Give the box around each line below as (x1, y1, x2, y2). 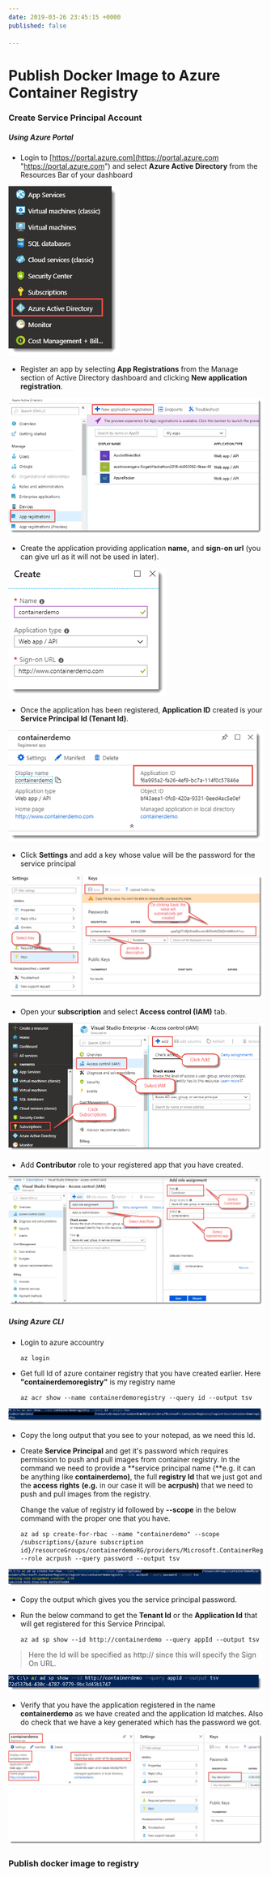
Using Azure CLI (8, 1317, 65, 1327)
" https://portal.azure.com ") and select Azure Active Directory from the (19, 161, 258, 171)
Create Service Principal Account (8, 112, 142, 123)
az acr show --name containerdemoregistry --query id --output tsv (19, 1393, 252, 1401)
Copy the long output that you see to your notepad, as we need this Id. (19, 1430, 256, 1440)
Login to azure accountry (19, 1337, 104, 1347)
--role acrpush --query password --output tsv (19, 1554, 180, 1562)
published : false (8, 21, 67, 30)
